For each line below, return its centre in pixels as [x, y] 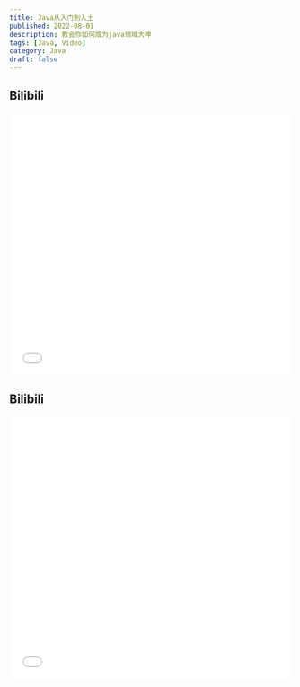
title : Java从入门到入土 [52, 18]
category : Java [38, 51]
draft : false [34, 59]
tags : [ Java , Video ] [48, 43]
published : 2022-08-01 [52, 26]
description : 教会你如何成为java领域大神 [80, 34]
